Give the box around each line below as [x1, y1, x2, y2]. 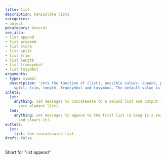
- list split [5, 48, 32, 53]
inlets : [5, 90, 21, 95]
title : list [5, 7, 30, 12]
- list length [5, 58, 35, 63]
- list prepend [5, 40, 37, 44]
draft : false [5, 136, 32, 141]
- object [5, 21, 23, 26]
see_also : [5, 30, 26, 35]
